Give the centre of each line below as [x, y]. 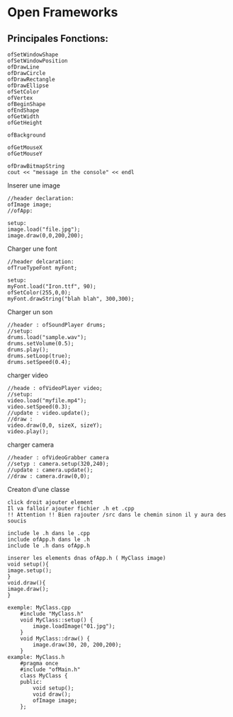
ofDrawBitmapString [36, 166]
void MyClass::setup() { [57, 620]
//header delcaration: [41, 262]
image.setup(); [30, 570]
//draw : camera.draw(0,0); [49, 476]
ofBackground [27, 135]
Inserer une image [34, 185]
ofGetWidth [23, 117]
